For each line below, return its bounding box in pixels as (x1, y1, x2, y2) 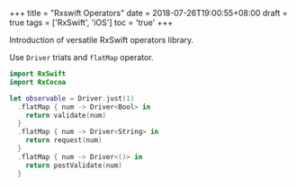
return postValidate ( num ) (25, 161, 123, 170)
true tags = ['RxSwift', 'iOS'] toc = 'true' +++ (9, 17, 174, 28)
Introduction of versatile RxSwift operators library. (9, 35, 194, 45)
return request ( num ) (25, 136, 103, 145)
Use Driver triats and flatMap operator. (9, 52, 155, 62)
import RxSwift (9, 69, 67, 78)
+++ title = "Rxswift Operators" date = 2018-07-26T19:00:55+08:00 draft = (9, 8, 288, 18)
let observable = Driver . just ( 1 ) (9, 93, 135, 102)
